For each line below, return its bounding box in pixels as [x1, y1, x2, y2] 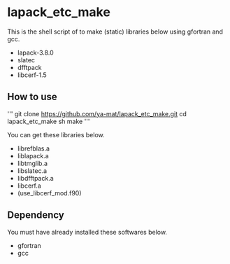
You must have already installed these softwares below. [7, 228, 168, 236]
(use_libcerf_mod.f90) [17, 188, 82, 197]
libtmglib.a [17, 159, 48, 167]
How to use [7, 91, 57, 103]
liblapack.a [17, 151, 49, 160]
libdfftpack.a [17, 174, 54, 182]
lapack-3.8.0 [17, 48, 54, 57]
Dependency [7, 209, 64, 221]
